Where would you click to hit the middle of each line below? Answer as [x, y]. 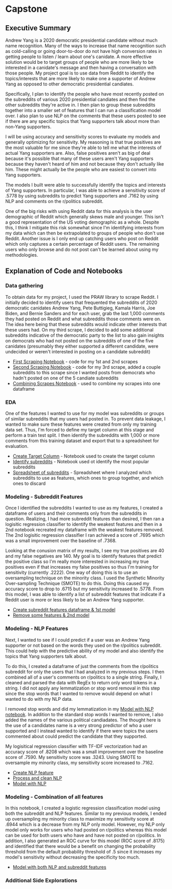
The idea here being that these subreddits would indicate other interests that [86, 324]
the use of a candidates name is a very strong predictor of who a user [79, 725]
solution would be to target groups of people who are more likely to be [79, 62]
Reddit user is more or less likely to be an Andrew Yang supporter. [75, 600]
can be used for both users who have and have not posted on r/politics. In [83, 835]
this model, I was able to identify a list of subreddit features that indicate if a [85, 594]
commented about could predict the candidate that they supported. [76, 736]
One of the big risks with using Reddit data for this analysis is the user [79, 211]
